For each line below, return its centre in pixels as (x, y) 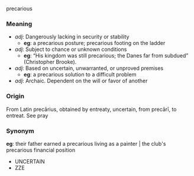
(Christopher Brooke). (50, 62)
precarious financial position (41, 150)
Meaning (19, 24)
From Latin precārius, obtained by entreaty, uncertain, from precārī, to (91, 109)
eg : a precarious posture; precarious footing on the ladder (94, 43)
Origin (15, 96)
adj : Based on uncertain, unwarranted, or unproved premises (89, 68)
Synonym (20, 131)
